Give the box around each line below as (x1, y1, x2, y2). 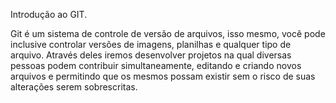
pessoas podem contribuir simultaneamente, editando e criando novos (10, 60, 302, 71)
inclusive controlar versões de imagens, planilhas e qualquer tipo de (10, 39, 292, 50)
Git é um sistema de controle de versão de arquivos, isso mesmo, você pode (10, 28, 326, 39)
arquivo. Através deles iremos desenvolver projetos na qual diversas (10, 49, 292, 61)
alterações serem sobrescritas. (10, 81, 138, 93)
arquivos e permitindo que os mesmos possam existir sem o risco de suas (10, 70, 316, 82)
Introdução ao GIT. (10, 9, 88, 20)
